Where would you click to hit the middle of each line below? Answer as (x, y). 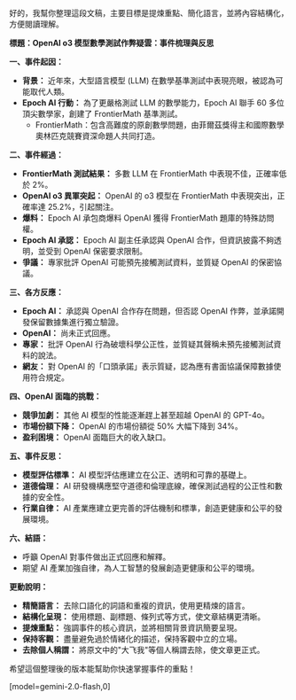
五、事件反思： (36, 456)
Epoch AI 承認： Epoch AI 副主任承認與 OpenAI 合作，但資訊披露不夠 (148, 240)
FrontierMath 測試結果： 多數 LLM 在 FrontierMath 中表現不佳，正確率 (150, 174)
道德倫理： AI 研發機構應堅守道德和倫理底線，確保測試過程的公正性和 (148, 486)
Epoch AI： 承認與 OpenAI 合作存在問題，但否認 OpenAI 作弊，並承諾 (149, 311)
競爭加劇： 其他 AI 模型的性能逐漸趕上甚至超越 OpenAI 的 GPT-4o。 (146, 415)
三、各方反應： (36, 292)
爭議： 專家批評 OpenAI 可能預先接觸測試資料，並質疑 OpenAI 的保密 (148, 262)
